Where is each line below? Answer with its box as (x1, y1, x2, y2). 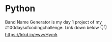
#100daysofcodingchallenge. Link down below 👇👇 (5, 24, 107, 30)
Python (5, 3, 35, 14)
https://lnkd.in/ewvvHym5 (5, 31, 57, 37)
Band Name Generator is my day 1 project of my (5, 19, 102, 25)
